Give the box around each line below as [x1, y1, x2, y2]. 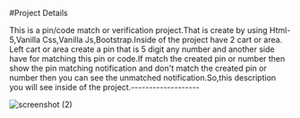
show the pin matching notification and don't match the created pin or [9, 63, 267, 73]
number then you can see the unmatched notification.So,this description [9, 72, 277, 83]
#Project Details [9, 8, 69, 18]
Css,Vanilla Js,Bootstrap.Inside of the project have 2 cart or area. [42, 35, 283, 45]
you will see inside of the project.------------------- [9, 82, 200, 92]
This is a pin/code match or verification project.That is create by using [9, 25, 268, 35]
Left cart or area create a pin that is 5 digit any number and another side [9, 44, 275, 55]
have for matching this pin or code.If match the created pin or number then [9, 54, 286, 63]
